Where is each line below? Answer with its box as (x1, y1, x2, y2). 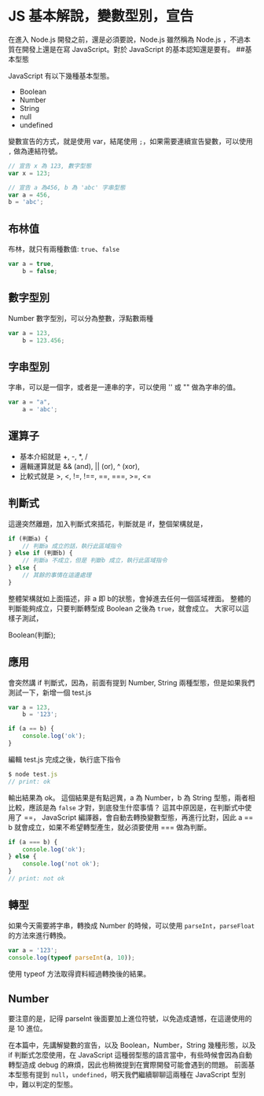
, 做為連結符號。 (8, 146, 63, 156)
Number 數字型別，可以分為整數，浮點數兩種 (8, 313, 154, 323)
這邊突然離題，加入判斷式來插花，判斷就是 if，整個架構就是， (8, 518, 207, 528)
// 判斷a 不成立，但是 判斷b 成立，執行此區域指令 (22, 556, 167, 565)
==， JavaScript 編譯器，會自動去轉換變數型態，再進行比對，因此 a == (23, 812, 254, 822)
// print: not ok (8, 875, 65, 883)
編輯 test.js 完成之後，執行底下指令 (8, 755, 122, 764)
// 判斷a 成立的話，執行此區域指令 (22, 542, 122, 550)
